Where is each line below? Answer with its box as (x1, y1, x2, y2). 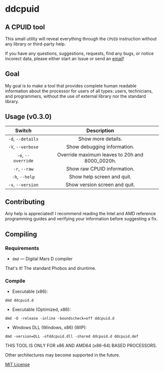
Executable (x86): (12, 288, 48, 294)
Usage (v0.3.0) (5, 112, 52, 121)
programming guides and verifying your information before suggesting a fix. (5, 216, 158, 222)
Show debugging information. (66, 143, 134, 150)
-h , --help (12, 173, 35, 180)
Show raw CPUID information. (66, 165, 135, 172)
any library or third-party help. (5, 41, 66, 47)
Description (86, 127, 115, 134)
